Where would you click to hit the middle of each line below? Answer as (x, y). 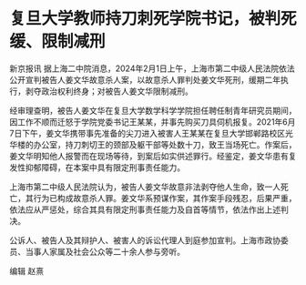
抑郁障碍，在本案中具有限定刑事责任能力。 (105, 167)
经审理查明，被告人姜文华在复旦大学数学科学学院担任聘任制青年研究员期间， (153, 110)
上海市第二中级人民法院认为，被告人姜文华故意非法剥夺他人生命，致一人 (145, 187)
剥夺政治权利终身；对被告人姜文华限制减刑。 (109, 91)
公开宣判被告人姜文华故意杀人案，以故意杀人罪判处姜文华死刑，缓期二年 (145, 79)
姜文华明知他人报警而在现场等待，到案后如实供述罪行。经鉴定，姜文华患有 (149, 156)
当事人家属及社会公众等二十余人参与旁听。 (105, 251)
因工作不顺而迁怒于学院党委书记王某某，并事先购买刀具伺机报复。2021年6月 (153, 122)
